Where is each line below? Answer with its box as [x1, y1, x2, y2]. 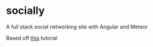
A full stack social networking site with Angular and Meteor [6, 23, 148, 30]
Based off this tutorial [6, 34, 58, 41]
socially [6, 4, 45, 17]
